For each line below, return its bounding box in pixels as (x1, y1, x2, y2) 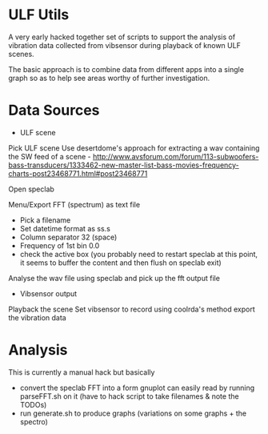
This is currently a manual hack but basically (8, 367, 155, 377)
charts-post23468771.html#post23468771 (8, 168, 148, 178)
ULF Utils (8, 6, 70, 24)
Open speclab (8, 184, 54, 194)
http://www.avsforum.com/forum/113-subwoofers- (92, 151, 259, 161)
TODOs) (19, 400, 47, 409)
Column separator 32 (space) (19, 232, 118, 242)
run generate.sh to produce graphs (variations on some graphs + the (19, 408, 246, 418)
